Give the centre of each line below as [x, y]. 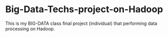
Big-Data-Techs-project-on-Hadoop [84, 9]
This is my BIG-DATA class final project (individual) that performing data [81, 23]
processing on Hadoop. [30, 28]
